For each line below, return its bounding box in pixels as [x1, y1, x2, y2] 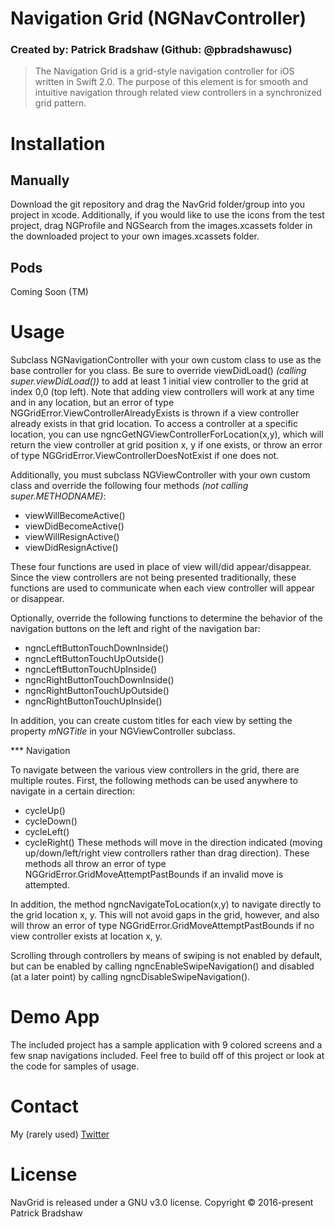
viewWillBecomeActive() [24, 510, 126, 522]
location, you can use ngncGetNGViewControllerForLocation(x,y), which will [10, 428, 324, 441]
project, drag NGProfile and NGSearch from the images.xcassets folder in [10, 220, 313, 232]
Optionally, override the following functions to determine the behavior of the [10, 612, 323, 624]
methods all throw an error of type [24, 858, 167, 870]
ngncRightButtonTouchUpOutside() [24, 685, 170, 697]
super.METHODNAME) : [10, 490, 107, 502]
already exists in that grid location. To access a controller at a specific [10, 418, 298, 430]
